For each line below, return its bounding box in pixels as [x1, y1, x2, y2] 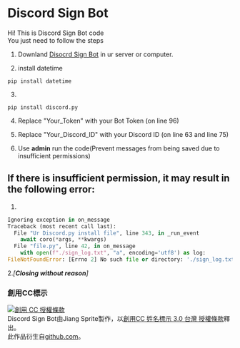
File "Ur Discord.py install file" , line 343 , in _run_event [14, 230, 200, 237]
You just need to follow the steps [7, 36, 104, 44]
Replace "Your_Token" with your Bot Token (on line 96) [17, 116, 180, 125]
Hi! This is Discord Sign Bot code [7, 29, 104, 37]
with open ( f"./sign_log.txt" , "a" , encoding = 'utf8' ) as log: [20, 250, 206, 257]
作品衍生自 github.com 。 [13, 332, 85, 341]
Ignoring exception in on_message [7, 216, 111, 223]
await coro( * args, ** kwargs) [20, 236, 107, 243]
